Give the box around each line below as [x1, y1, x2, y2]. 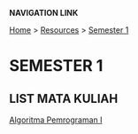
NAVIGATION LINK [9, 8, 79, 18]
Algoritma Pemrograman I [9, 114, 103, 125]
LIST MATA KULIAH [9, 91, 119, 106]
